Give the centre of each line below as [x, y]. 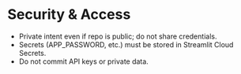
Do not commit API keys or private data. [84, 61]
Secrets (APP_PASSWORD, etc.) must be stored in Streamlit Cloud [126, 44]
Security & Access [69, 15]
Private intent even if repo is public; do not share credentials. [118, 36]
